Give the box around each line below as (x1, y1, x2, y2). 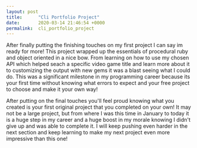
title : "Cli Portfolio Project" (6, 14, 100, 20)
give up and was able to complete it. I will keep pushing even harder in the (6, 122, 188, 130)
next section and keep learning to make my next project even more (6, 129, 170, 136)
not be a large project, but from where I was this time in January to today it (6, 110, 189, 117)
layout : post (6, 8, 39, 15)
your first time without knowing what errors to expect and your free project (6, 80, 190, 87)
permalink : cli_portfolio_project (6, 25, 95, 32)
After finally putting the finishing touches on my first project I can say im (6, 42, 183, 49)
